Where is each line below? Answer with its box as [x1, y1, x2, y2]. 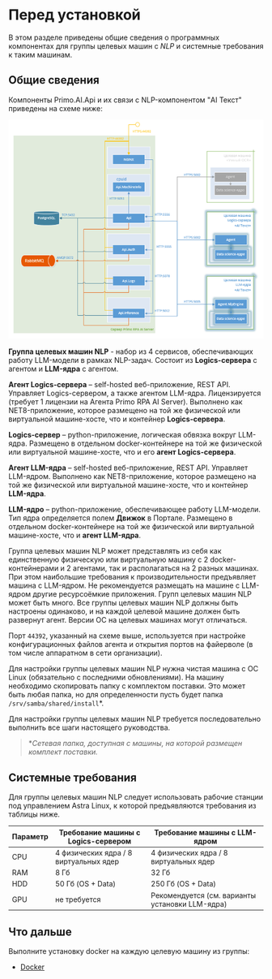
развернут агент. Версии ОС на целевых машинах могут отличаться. [8, 615, 248, 625]
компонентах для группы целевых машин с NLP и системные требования [8, 41, 265, 50]
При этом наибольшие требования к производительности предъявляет [8, 572, 257, 582]
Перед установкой [8, 6, 142, 24]
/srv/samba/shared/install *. [8, 698, 104, 708]
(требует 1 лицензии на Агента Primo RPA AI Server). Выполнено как [8, 397, 243, 407]
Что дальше [8, 925, 72, 938]
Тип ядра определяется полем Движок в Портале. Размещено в [8, 513, 233, 523]
